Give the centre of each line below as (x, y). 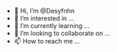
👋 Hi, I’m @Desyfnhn (44, 11)
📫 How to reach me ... (47, 41)
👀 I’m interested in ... (44, 18)
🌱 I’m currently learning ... (52, 26)
